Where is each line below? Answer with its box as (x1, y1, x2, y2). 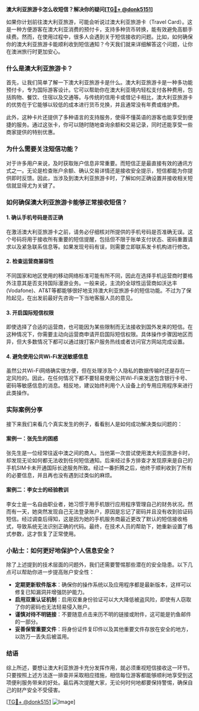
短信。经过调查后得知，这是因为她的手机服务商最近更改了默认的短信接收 (6, 516, 182, 523)
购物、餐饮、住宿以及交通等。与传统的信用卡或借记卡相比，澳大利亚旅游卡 (11, 94, 193, 101)
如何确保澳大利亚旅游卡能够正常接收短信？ (6, 198, 128, 207)
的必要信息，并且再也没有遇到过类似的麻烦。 (6, 471, 115, 478)
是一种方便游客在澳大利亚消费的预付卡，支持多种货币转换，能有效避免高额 (6, 26, 188, 33)
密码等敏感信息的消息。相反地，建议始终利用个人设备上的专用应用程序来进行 (6, 382, 193, 389)
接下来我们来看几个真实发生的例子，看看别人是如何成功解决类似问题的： (6, 420, 182, 427)
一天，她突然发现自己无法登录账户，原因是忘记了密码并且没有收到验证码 (16, 508, 193, 515)
